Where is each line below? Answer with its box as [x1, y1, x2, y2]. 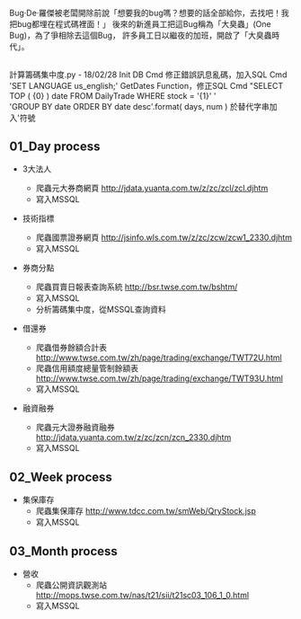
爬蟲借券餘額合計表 [35, 342, 108, 353]
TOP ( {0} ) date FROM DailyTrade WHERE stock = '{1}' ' [9, 90, 217, 101]
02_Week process [9, 469, 112, 484]
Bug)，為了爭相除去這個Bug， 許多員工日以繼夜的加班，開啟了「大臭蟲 [9, 30, 272, 41]
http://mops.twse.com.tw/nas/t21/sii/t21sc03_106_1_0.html [35, 590, 250, 601]
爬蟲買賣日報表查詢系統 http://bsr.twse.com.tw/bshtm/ [35, 281, 238, 293]
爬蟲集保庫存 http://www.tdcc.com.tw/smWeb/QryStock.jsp [35, 506, 256, 517]
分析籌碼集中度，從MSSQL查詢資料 [35, 304, 166, 315]
